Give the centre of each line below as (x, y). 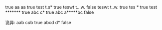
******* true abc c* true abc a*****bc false (50, 12)
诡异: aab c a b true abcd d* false (38, 22)
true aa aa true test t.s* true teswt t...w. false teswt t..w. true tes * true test (81, 7)
